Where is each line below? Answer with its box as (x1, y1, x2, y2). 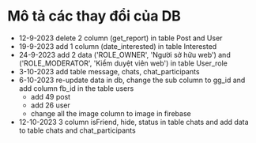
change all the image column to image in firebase (30, 108, 191, 118)
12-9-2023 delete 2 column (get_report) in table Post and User (18, 33, 223, 43)
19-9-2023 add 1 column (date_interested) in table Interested (18, 41, 217, 51)
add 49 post (30, 92, 71, 101)
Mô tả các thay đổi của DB (7, 7, 181, 25)
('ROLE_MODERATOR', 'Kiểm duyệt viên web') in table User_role (18, 58, 228, 68)
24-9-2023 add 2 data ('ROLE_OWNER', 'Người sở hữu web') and (18, 50, 231, 59)
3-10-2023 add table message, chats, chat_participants (18, 66, 200, 76)
